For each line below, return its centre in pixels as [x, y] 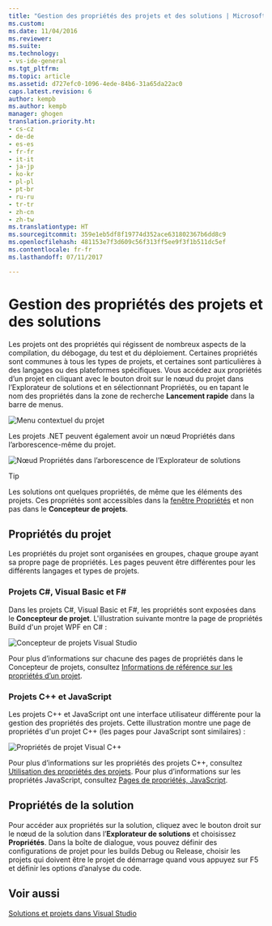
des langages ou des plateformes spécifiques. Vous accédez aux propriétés [135, 370]
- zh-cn [21, 212]
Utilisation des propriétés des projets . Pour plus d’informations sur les [125, 771]
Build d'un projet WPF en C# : [58, 627]
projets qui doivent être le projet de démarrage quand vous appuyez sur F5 [134, 860]
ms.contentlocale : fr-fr [50, 250]
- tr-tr [21, 204]
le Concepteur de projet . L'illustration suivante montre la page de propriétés [136, 618]
